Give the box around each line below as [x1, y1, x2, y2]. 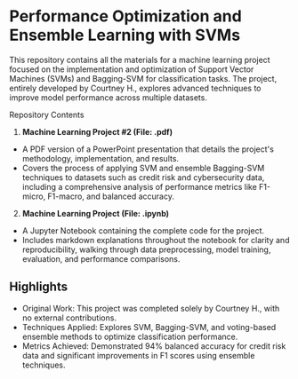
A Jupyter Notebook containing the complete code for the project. [21, 225, 265, 236]
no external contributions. [21, 312, 117, 323]
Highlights [9, 280, 68, 295]
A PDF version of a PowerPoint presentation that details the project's [21, 144, 274, 154]
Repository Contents [9, 109, 85, 120]
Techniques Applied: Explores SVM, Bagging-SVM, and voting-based [21, 321, 277, 332]
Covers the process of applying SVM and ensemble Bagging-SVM [21, 162, 265, 173]
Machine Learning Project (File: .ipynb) [21, 208, 170, 218]
